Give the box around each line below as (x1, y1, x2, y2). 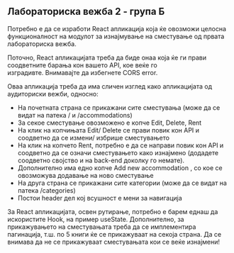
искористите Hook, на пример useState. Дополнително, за (7, 215, 184, 223)
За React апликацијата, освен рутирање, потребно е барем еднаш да (7, 207, 218, 215)
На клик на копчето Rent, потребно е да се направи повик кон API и (17, 141, 224, 150)
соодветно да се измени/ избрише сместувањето (17, 133, 170, 142)
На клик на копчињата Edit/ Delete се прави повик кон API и (17, 125, 200, 134)
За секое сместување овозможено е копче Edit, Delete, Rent (17, 118, 202, 127)
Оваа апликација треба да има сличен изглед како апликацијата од (7, 81, 213, 91)
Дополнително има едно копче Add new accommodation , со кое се (17, 163, 223, 172)
